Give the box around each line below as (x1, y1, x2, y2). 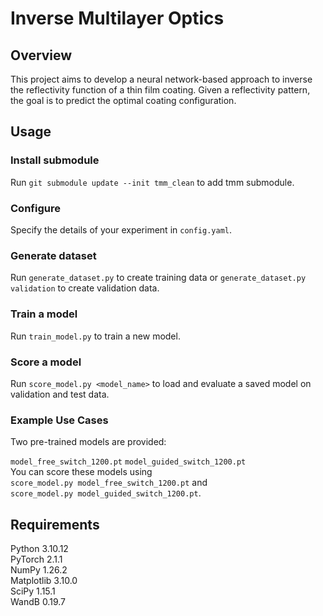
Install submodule (10, 153, 100, 167)
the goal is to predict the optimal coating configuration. (10, 95, 237, 106)
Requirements (10, 516, 100, 533)
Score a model (10, 355, 82, 369)
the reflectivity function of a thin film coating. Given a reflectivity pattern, (10, 84, 311, 96)
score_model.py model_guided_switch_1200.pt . (10, 487, 202, 499)
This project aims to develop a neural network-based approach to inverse (10, 73, 313, 85)
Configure (10, 201, 61, 215)
